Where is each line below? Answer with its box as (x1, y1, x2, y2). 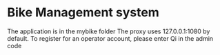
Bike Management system (7, 5, 160, 20)
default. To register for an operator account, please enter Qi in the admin (7, 34, 214, 42)
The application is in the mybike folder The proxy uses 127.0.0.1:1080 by (7, 27, 210, 35)
